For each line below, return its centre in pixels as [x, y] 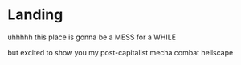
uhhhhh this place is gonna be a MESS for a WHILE [92, 37]
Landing [35, 15]
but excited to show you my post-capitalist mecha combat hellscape [120, 52]
